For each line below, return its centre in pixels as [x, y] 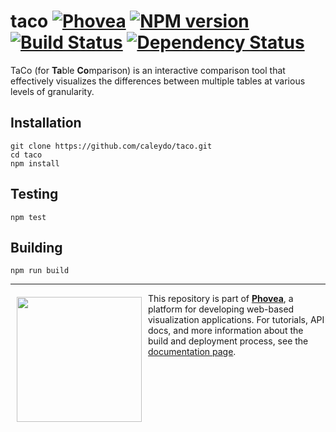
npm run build [40, 271]
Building [36, 247]
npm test [28, 217]
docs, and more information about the [226, 331]
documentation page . [192, 352]
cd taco [26, 155]
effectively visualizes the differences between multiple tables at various [158, 81]
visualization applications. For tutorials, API [236, 320]
